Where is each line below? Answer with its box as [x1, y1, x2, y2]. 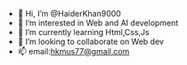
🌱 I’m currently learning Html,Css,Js [17, 27, 150, 37]
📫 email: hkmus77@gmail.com [17, 47, 130, 56]
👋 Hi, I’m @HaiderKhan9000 [17, 9, 122, 18]
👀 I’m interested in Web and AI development [17, 18, 179, 28]
